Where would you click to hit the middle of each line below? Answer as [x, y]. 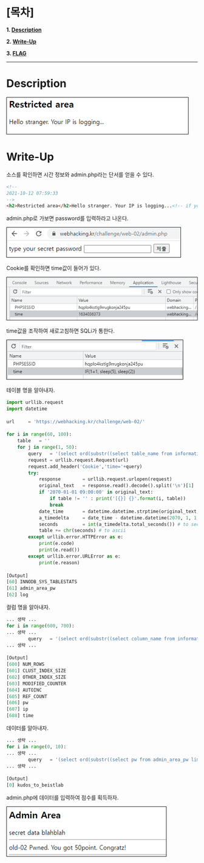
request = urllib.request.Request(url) [79, 460]
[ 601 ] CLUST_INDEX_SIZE [36, 671]
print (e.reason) [59, 563]
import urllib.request [35, 402]
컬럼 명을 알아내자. [28, 607]
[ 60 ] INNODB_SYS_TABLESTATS [42, 582]
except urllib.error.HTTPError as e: [76, 537]
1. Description [24, 29]
